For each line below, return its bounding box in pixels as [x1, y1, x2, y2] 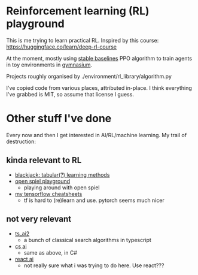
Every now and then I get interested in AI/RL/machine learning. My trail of [6, 131, 187, 138]
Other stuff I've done [6, 112, 112, 125]
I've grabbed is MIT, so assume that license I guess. [6, 90, 135, 98]
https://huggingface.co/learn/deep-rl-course [6, 43, 117, 50]
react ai [14, 255, 34, 262]
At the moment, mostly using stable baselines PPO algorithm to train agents [6, 55, 193, 62]
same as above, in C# [23, 249, 78, 256]
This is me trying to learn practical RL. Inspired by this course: [6, 37, 159, 44]
